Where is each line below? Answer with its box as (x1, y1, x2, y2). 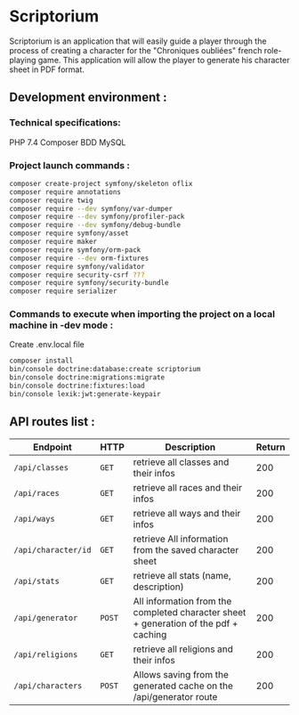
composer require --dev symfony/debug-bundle (9, 221, 181, 230)
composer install (9, 356, 74, 366)
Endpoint (32, 441, 73, 453)
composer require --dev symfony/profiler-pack (9, 212, 185, 222)
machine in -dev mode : (9, 319, 114, 331)
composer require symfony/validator (9, 262, 145, 271)
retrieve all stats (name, (133, 569, 231, 581)
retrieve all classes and (133, 456, 230, 468)
